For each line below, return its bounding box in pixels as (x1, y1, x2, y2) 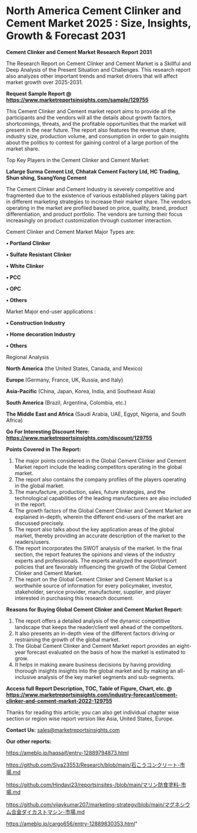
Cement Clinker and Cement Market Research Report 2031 (6, 48, 152, 55)
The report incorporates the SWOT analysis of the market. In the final (14, 544, 182, 551)
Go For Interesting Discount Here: (6, 428, 90, 435)
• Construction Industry (6, 319, 66, 326)
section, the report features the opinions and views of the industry (14, 551, 175, 558)
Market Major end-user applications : (6, 307, 96, 315)
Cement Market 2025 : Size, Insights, (6, 16, 191, 30)
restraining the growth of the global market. (14, 636, 121, 643)
